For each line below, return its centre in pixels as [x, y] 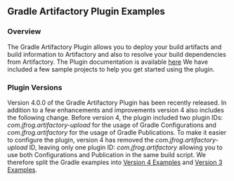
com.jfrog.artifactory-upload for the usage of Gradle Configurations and [112, 125]
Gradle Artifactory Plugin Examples [86, 12]
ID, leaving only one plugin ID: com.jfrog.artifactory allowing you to [126, 147]
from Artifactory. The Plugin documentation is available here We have [108, 62]
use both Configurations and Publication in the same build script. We [106, 154]
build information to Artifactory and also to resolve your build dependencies [117, 54]
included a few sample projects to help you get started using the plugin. [111, 69]
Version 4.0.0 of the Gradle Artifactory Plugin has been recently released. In [117, 102]
